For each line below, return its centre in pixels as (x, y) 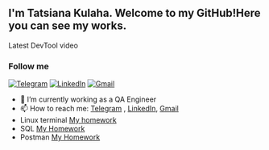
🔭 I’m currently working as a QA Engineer (88, 99)
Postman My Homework (60, 137)
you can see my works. (68, 26)
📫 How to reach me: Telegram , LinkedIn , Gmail (99, 109)
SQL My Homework (52, 129)
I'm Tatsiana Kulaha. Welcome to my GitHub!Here (134, 13)
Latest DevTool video (43, 45)
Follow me (29, 66)
